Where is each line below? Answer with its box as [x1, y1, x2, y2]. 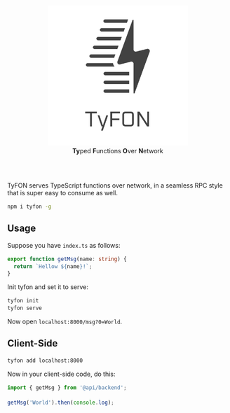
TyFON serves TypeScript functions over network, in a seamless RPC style [7, 181, 223, 190]
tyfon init [7, 297, 39, 304]
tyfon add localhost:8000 [7, 357, 83, 364]
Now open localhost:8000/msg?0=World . [7, 317, 123, 326]
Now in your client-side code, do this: [7, 370, 116, 378]
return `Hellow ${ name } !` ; [13, 262, 93, 270]
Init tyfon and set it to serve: [7, 283, 89, 291]
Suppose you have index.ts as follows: [7, 241, 121, 249]
